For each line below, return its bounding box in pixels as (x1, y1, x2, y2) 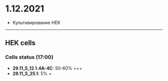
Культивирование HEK (12, 19, 61, 25)
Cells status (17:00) (5, 53, 53, 60)
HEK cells (5, 38, 36, 47)
